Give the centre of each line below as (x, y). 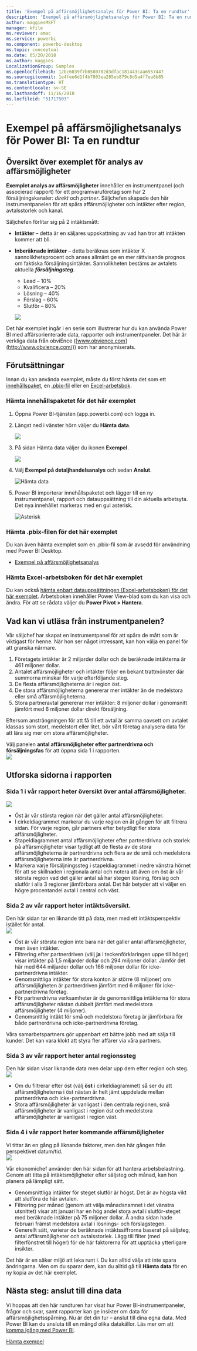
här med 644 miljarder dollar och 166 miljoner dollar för (81, 967)
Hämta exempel (25, 1341)
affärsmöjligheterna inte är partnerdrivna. (64, 859)
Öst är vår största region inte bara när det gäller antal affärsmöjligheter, (100, 942)
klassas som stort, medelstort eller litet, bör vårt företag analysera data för (96, 727)
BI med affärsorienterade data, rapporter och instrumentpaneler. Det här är (96, 334)
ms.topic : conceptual (33, 50)
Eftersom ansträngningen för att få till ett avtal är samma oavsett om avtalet (97, 721)
